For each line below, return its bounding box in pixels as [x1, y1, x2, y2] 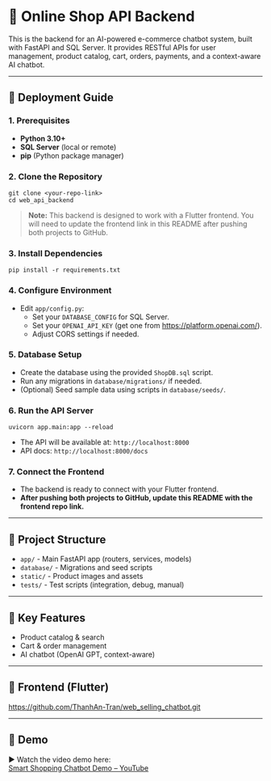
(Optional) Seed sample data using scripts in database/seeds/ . [19, 384, 226, 395]
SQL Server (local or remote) [19, 141, 117, 152]
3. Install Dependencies [8, 247, 103, 259]
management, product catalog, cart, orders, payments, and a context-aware [8, 51, 261, 61]
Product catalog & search [19, 632, 105, 642]
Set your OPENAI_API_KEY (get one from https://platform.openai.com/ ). [31, 320, 262, 330]
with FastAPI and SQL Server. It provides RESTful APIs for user [8, 42, 216, 52]
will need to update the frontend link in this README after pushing [27, 218, 248, 229]
